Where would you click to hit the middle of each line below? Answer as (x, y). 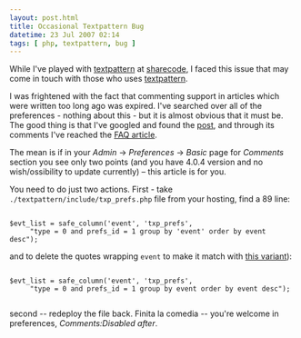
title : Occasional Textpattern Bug (77, 26)
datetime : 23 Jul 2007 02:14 (65, 35)
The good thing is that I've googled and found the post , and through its (142, 125)
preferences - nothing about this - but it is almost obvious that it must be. (146, 115)
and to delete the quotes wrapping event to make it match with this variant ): (151, 256)
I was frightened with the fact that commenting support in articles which (145, 96)
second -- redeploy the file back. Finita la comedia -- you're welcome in (144, 313)
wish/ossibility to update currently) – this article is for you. (118, 172)
